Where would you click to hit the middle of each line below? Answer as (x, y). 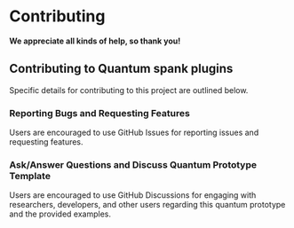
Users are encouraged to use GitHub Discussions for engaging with (133, 195)
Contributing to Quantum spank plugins (121, 69)
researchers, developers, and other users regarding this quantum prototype (147, 205)
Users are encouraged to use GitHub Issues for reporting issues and (134, 133)
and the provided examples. (60, 214)
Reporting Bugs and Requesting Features (100, 113)
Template (30, 176)
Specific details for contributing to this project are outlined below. (129, 90)
